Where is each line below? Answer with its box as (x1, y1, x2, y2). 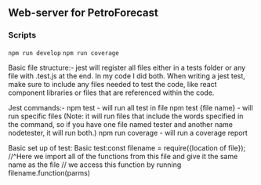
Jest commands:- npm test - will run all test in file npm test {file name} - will (8, 103, 253, 112)
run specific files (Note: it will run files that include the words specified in (8, 111, 244, 121)
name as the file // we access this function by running (8, 160, 182, 169)
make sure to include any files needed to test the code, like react (8, 79, 217, 89)
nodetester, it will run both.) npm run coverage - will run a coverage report (8, 128, 248, 137)
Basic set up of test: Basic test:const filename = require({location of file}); (8, 143, 246, 152)
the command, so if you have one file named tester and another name (8, 119, 234, 129)
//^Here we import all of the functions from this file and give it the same (8, 151, 238, 161)
